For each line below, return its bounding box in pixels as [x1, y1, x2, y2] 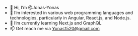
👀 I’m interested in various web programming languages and [9, 10, 133, 16]
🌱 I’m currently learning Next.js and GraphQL [9, 20, 102, 26]
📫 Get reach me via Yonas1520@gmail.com [9, 26, 100, 31]
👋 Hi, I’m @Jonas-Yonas [9, 5, 60, 10]
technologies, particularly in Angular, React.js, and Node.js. [9, 15, 131, 20]
